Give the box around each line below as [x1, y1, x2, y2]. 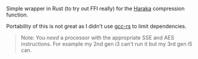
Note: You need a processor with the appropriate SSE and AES [20, 34, 175, 41]
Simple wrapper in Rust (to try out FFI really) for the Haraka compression [6, 5, 185, 12]
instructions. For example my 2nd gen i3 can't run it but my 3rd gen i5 [20, 41, 193, 47]
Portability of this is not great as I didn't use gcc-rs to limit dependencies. [6, 23, 187, 29]
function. [6, 11, 29, 18]
